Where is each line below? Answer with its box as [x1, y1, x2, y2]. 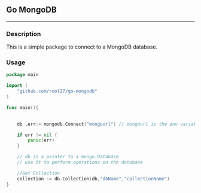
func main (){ [6, 104, 39, 110]
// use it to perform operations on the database [17, 159, 144, 165]
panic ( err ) [28, 137, 55, 143]
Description [6, 29, 41, 38]
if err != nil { [17, 132, 58, 138]
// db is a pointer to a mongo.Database [17, 154, 119, 160]
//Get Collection [17, 170, 60, 176]
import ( [6, 83, 28, 89]
